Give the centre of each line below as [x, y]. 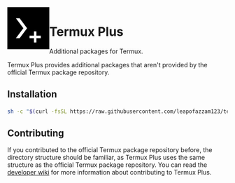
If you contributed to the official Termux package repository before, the [110, 150]
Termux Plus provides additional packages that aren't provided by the [107, 65]
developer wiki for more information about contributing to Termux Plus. [109, 172]
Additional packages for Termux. [96, 51]
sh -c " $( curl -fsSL [37, 111]
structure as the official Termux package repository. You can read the [107, 165]
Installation [32, 94]
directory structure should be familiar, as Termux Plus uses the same [106, 158]
